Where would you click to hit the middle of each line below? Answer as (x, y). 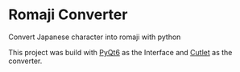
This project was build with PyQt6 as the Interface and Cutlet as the (120, 52)
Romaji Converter (68, 15)
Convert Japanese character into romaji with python (95, 37)
